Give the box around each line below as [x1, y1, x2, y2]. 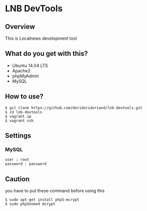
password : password [5, 162, 47, 166]
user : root [5, 157, 29, 162]
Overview [5, 23, 36, 31]
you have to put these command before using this [5, 188, 105, 194]
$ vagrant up [5, 114, 32, 119]
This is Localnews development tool [5, 35, 77, 41]
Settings [5, 132, 32, 140]
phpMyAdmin [12, 73, 39, 79]
